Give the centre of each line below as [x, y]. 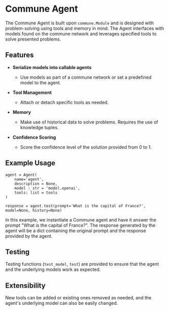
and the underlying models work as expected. [53, 269]
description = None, [36, 183]
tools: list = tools [36, 193]
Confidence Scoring [34, 137]
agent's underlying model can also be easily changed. [61, 303]
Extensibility [25, 285]
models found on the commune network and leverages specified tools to [81, 34]
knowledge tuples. [39, 127]
